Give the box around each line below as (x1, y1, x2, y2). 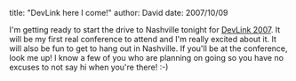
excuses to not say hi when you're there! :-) (9, 62, 169, 72)
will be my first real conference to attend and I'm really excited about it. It (9, 34, 277, 44)
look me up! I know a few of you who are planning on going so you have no (9, 53, 284, 63)
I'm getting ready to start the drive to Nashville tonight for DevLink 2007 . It (9, 25, 281, 34)
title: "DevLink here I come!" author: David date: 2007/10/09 (9, 8, 228, 18)
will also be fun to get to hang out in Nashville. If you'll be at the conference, (9, 43, 288, 54)
